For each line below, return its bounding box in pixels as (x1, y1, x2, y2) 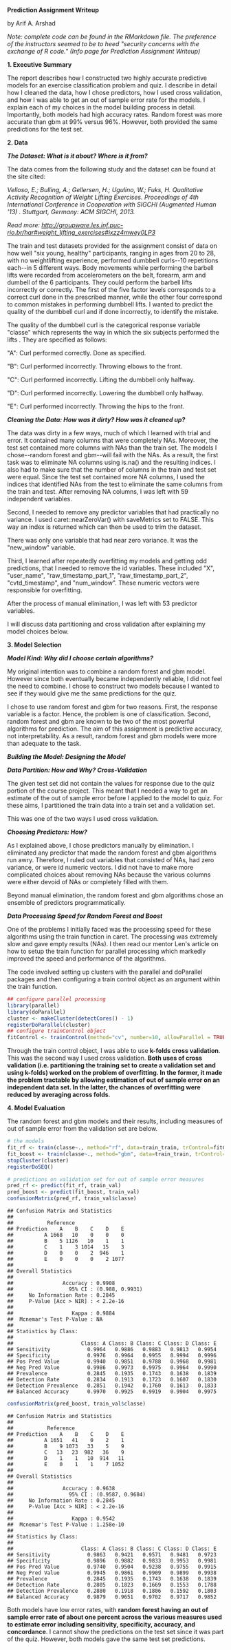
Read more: (7, 221, 40, 229)
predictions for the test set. (7, 125, 84, 133)
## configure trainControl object (7, 1027, 107, 1035)
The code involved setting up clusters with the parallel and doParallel (7, 968, 203, 976)
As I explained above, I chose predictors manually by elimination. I (7, 842, 195, 849)
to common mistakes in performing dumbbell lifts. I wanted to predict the (7, 300, 213, 309)
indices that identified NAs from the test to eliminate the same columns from (7, 480, 223, 488)
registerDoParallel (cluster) (7, 1021, 91, 1028)
